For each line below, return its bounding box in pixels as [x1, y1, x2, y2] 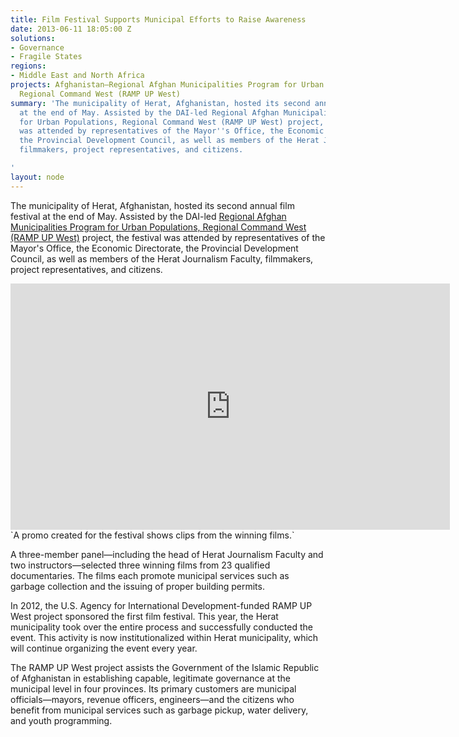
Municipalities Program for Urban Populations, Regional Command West [10, 221, 307, 233]
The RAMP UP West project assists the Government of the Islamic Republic [10, 661, 320, 673]
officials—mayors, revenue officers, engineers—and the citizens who [10, 693, 295, 705]
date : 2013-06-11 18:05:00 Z [10, 24, 132, 34]
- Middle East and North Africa [10, 71, 145, 81]
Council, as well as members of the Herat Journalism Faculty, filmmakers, [10, 252, 314, 265]
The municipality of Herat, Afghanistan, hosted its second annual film [10, 199, 295, 211]
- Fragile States [10, 52, 83, 62]
